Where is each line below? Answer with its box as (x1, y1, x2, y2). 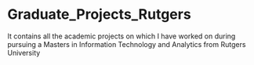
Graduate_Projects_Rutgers (7, 5, 191, 23)
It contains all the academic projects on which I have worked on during (7, 31, 236, 41)
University (7, 48, 41, 57)
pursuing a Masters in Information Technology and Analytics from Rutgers (7, 39, 246, 49)
